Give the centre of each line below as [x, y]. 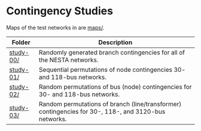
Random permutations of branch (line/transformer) [110, 104]
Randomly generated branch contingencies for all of [112, 52]
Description [115, 42]
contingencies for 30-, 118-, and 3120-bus [102, 111]
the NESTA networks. [68, 60]
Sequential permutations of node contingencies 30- [112, 69]
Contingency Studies [60, 11]
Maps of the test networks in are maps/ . [55, 28]
